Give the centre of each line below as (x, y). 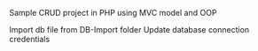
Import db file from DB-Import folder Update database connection (129, 29)
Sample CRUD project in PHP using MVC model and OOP (113, 13)
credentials (30, 39)
